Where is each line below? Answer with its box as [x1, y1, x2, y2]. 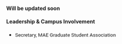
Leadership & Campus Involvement [6, 18, 96, 25]
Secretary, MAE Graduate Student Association [14, 32, 117, 38]
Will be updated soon [6, 5, 60, 12]
